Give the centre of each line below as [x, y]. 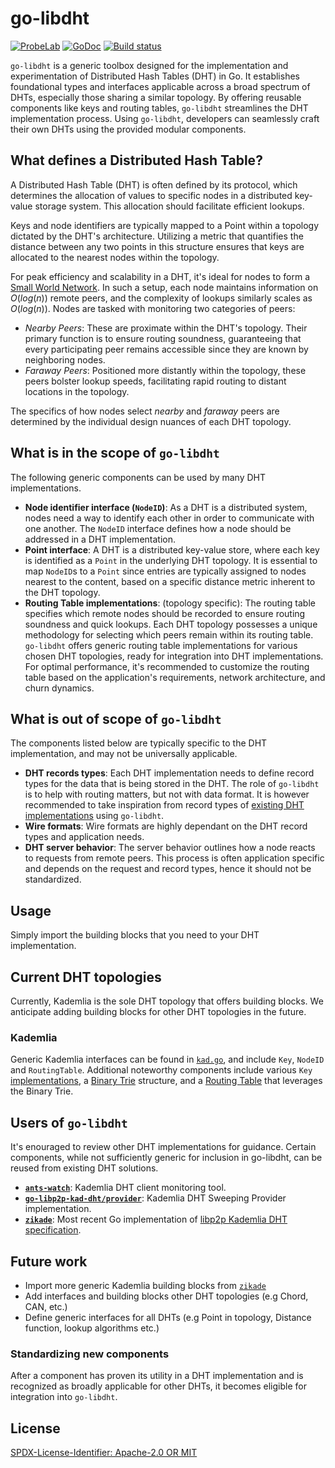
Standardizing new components [90, 1354]
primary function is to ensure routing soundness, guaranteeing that [163, 338]
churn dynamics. [59, 688]
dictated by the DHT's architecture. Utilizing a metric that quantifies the [157, 236]
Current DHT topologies [86, 977]
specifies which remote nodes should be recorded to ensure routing [165, 613]
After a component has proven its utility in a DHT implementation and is [157, 1376]
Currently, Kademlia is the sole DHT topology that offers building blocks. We [167, 1001]
